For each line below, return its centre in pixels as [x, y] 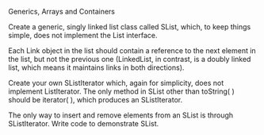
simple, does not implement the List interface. [83, 35]
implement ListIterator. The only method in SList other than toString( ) [122, 91]
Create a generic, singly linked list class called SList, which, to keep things [130, 27]
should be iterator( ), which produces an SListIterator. [96, 100]
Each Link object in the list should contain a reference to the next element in [132, 50]
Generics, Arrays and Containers [61, 12]
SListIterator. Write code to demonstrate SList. [84, 123]
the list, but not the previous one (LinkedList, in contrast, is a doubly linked [130, 59]
